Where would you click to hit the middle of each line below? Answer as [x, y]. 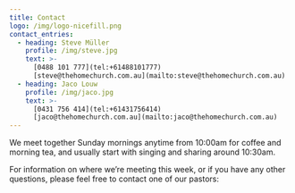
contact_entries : [42, 34]
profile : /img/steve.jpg [72, 51]
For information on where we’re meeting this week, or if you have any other [147, 170]
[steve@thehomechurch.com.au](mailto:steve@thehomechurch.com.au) [159, 76]
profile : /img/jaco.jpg [70, 92]
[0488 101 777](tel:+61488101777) [97, 68]
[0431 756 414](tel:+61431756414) [97, 109]
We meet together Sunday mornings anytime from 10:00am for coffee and [145, 143]
